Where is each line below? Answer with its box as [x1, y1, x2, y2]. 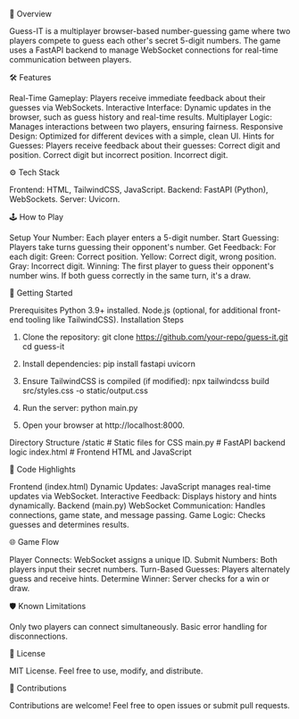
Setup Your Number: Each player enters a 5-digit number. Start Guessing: [9, 232, 279, 243]
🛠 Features [9, 72, 52, 82]
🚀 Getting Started [9, 288, 73, 298]
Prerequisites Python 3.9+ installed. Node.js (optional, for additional [9, 305, 258, 315]
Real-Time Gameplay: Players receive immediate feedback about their [9, 93, 266, 103]
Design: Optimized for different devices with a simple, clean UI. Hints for [9, 130, 275, 141]
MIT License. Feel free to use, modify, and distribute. [9, 665, 203, 676]
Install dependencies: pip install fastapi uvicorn [21, 358, 196, 369]
